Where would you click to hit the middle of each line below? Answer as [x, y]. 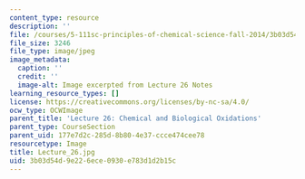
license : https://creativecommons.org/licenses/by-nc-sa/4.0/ [129, 102]
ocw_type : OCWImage [46, 110]
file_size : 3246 [40, 43]
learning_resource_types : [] [64, 93]
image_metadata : [40, 60]
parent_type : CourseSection [63, 127]
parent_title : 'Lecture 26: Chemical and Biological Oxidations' [135, 118]
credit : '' [38, 77]
